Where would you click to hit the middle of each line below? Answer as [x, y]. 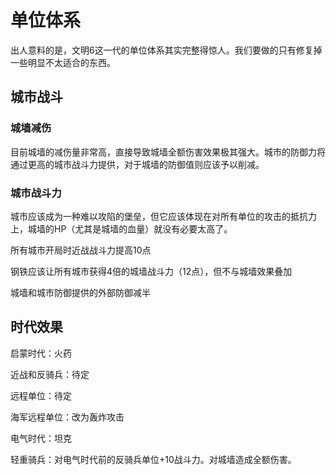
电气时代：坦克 [41, 438]
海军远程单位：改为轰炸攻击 [67, 417]
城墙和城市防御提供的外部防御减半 [80, 292]
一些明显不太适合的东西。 [63, 62]
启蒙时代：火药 [41, 353]
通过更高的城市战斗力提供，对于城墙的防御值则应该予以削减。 [137, 164]
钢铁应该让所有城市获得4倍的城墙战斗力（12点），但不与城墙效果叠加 [151, 271]
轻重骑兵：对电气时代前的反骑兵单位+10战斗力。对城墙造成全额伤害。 [153, 459]
